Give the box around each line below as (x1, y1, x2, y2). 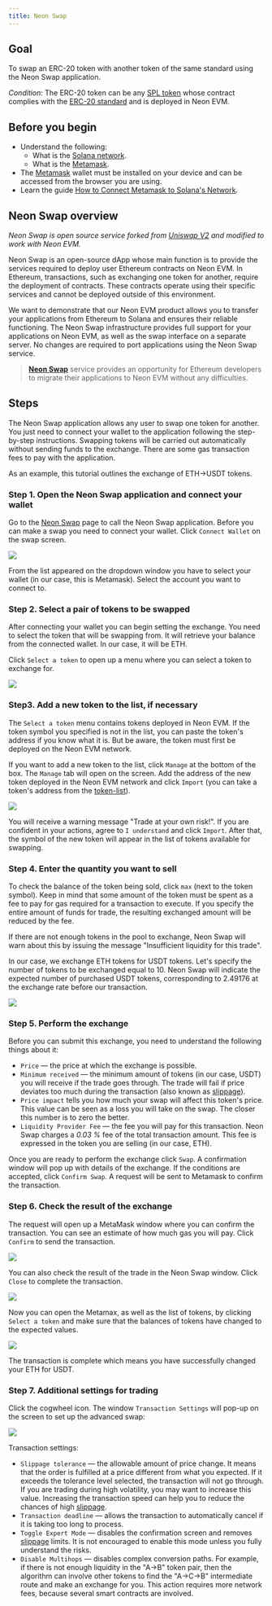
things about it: (8, 1045, 59, 1055)
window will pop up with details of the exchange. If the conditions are (8, 1163, 241, 1173)
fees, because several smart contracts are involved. (19, 1588, 194, 1598)
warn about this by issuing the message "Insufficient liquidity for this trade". (8, 941, 262, 950)
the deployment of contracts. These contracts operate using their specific (8, 281, 256, 291)
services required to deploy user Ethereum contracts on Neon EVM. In (8, 264, 244, 274)
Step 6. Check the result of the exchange (8, 1200, 173, 1212)
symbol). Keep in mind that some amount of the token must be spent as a (8, 890, 253, 900)
